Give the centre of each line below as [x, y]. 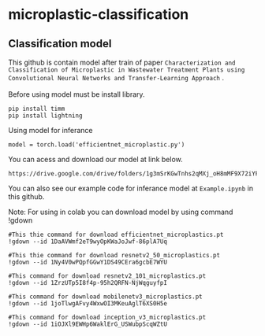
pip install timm [37, 109]
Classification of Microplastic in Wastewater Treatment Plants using [127, 70]
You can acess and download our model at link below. [95, 159]
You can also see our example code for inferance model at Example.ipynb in [131, 188]
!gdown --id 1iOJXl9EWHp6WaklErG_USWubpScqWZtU [88, 324]
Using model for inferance [50, 130]
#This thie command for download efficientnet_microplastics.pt [116, 234]
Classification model [60, 44]
